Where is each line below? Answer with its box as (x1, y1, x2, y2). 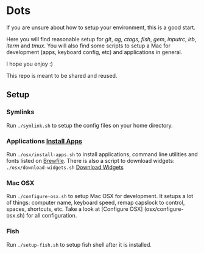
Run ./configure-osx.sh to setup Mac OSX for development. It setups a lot (6, 193, 194, 200)
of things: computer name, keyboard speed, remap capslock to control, (6, 199, 185, 207)
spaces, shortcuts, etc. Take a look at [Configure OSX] (6, 205, 143, 213)
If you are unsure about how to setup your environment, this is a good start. (6, 24, 196, 31)
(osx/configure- (144, 205, 184, 213)
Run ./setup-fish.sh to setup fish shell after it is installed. (6, 241, 152, 248)
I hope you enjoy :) (6, 60, 54, 67)
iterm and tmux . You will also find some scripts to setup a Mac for (6, 42, 171, 49)
